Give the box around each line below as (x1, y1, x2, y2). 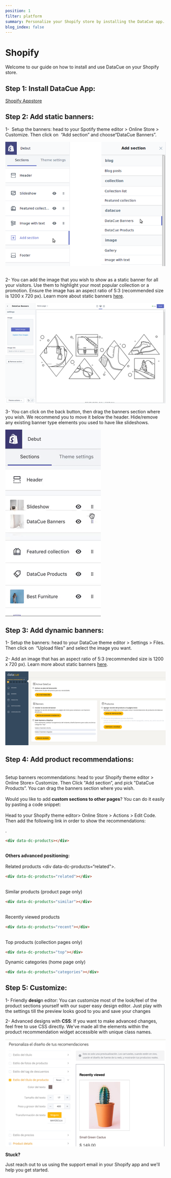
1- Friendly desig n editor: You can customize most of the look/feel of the (5, 997, 158, 1003)
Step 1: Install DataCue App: (5, 84, 96, 93)
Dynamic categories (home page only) (5, 959, 86, 965)
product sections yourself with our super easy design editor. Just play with (5, 1002, 162, 1009)
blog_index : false (5, 25, 44, 30)
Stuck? (5, 1151, 21, 1158)
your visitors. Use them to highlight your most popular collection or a (5, 282, 149, 288)
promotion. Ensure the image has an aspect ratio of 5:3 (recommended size (5, 287, 164, 293)
